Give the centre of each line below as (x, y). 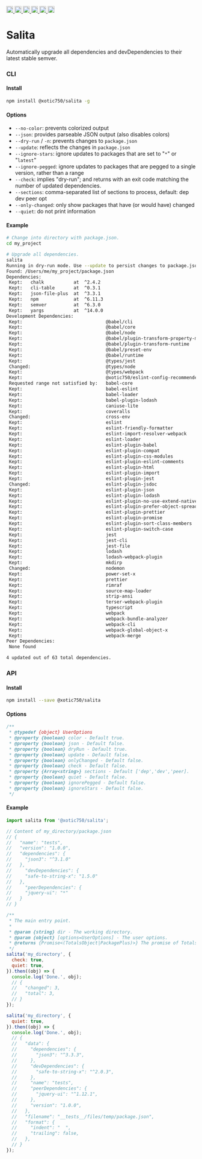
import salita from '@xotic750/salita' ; (58, 820)
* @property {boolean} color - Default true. (67, 738)
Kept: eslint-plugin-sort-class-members (100, 524)
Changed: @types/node (72, 367)
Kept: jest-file (69, 546)
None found (22, 647)
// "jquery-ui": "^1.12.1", (55, 1094)
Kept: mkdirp (65, 563)
